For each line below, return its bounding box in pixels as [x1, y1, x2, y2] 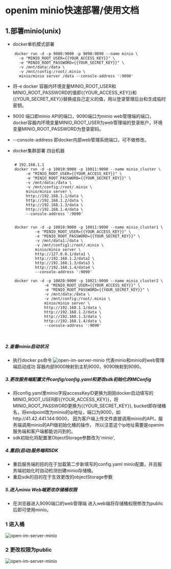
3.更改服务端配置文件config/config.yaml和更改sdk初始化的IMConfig [5, 376, 152, 382]
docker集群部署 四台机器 [12, 147, 65, 154]
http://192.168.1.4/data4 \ [35, 265, 95, 270]
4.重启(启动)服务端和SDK [5, 447, 59, 453]
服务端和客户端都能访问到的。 [12, 428, 76, 434]
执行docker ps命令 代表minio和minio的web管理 [12, 357, 165, 363]
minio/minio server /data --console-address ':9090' [18, 73, 134, 79]
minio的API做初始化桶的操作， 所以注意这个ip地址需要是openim [30, 422, 164, 428]
